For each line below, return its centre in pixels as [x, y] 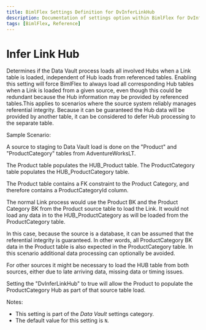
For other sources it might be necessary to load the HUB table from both [97, 265]
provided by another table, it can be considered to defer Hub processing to [101, 117]
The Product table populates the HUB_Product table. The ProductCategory [101, 165]
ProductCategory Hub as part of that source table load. [76, 290]
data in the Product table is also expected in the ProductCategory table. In [100, 247]
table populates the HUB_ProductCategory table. [68, 172]
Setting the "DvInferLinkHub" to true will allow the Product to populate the [100, 284]
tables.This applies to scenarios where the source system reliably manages [101, 104]
